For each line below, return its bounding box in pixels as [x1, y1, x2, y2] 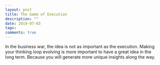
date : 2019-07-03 [5, 21, 41, 26]
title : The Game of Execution [5, 12, 68, 17]
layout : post [5, 7, 32, 12]
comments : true [5, 30, 37, 35]
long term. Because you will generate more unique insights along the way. [5, 54, 156, 60]
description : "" [5, 16, 39, 21]
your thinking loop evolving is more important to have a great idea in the [5, 49, 152, 55]
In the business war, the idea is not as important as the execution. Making [5, 44, 155, 49]
